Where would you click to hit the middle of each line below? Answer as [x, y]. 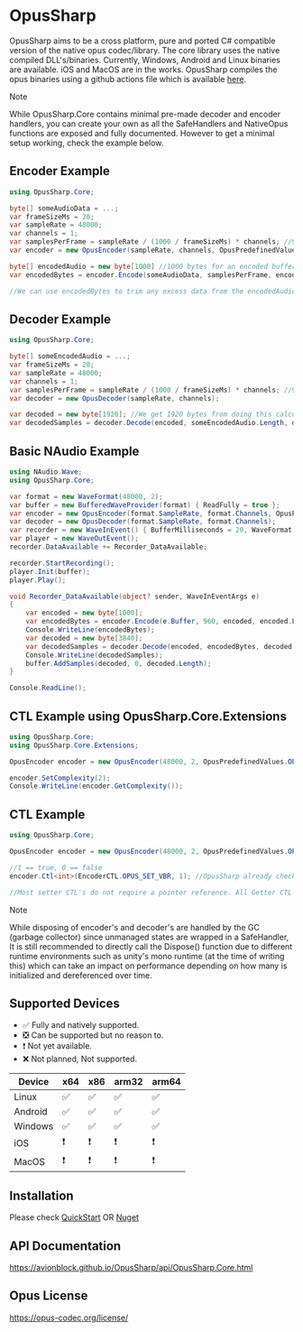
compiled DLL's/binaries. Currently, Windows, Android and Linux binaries [145, 60]
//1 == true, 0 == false [56, 867]
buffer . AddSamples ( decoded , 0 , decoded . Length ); [119, 663]
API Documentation [65, 1246]
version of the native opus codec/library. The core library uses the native [145, 50]
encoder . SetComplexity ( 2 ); [60, 778]
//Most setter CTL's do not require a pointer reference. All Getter [143, 893]
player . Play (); [38, 580]
